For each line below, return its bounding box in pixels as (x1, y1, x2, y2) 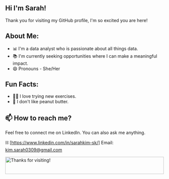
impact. (12, 60, 29, 66)
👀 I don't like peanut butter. (12, 99, 69, 105)
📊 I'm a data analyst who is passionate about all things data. (12, 45, 138, 52)
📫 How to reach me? (5, 114, 72, 122)
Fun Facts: (5, 80, 39, 89)
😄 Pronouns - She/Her (12, 65, 60, 72)
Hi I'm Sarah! (5, 4, 47, 13)
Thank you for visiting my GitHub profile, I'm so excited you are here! (5, 17, 148, 23)
